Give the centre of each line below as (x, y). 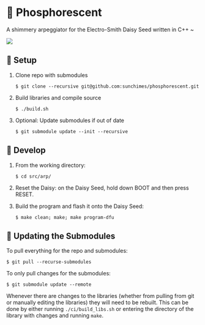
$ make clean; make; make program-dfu (65, 217)
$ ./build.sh (32, 109)
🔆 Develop (26, 151)
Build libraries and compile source (58, 97)
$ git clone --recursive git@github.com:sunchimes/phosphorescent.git (107, 86)
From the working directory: (50, 165)
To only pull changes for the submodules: (59, 273)
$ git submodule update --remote (49, 285)
